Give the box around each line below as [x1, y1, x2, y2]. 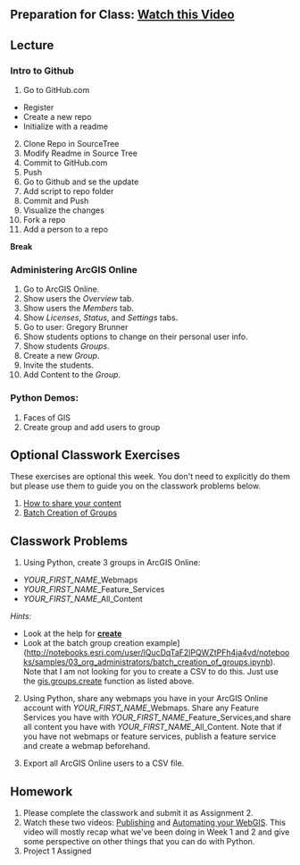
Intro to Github [10, 64, 75, 77]
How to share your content [22, 498, 121, 509]
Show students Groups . [22, 341, 110, 352]
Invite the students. [22, 360, 95, 370]
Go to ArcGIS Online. [22, 284, 100, 294]
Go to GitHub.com [22, 85, 90, 96]
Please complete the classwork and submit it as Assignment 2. [22, 808, 254, 818]
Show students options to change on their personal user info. [22, 331, 248, 343]
